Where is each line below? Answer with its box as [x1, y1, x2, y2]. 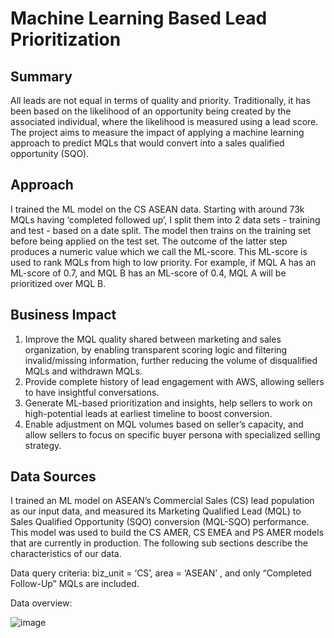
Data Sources [10, 468, 97, 486]
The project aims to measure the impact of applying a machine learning [10, 127, 305, 138]
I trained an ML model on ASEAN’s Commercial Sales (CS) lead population [10, 495, 315, 507]
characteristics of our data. [10, 548, 122, 560]
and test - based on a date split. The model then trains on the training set [10, 224, 312, 236]
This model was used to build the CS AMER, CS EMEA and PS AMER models [10, 527, 325, 539]
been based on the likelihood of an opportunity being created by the [10, 105, 292, 117]
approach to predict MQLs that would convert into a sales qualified [10, 137, 285, 149]
